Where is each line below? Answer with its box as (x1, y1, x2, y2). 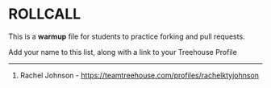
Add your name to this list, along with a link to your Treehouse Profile (8, 47, 238, 57)
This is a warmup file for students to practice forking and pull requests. (8, 31, 245, 41)
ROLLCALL (8, 5, 81, 23)
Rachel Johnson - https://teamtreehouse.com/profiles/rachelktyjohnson (19, 70, 260, 80)
